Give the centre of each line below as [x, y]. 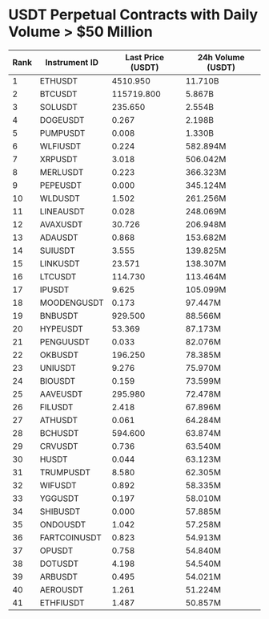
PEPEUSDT [61, 185]
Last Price [145, 57]
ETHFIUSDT [62, 602]
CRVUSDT [59, 446]
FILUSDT [56, 407]
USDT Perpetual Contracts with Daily [133, 15]
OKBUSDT [59, 355]
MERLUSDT [62, 172]
